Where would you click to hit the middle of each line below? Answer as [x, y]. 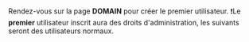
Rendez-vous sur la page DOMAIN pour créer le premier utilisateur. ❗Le [124, 11]
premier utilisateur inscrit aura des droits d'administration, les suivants [124, 23]
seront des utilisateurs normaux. [61, 31]
